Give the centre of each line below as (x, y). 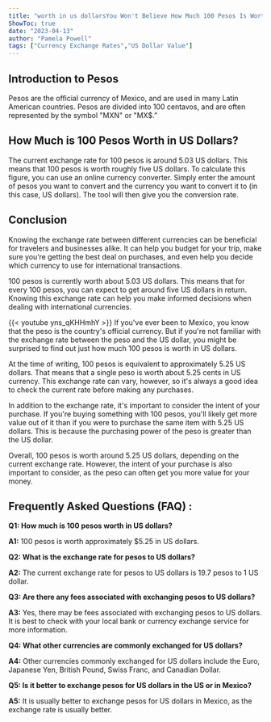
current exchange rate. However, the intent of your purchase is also (120, 464)
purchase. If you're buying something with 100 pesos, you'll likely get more (133, 414)
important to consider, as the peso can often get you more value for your (129, 472)
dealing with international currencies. (70, 306)
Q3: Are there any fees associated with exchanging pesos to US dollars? (132, 597)
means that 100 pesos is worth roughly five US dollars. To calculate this (127, 169)
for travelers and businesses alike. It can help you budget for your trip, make (135, 248)
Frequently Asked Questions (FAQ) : (100, 506)
